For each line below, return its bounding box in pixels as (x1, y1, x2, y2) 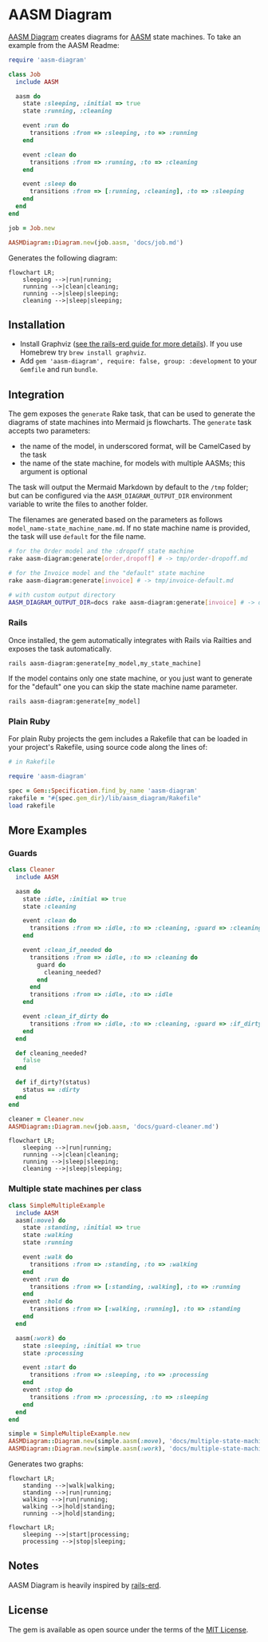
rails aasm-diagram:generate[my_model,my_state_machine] (8, 659, 202, 668)
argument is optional (19, 467, 88, 477)
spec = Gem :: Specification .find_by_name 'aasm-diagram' (8, 787, 198, 795)
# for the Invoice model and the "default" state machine (8, 569, 205, 577)
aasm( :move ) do (15, 1216, 66, 1224)
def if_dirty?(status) (15, 1078, 91, 1087)
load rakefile (8, 801, 56, 810)
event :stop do (22, 1386, 73, 1394)
